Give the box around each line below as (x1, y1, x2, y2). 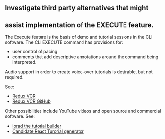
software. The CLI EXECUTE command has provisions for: (5, 39, 123, 45)
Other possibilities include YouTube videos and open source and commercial (5, 108, 161, 114)
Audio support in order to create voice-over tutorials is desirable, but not (5, 69, 153, 75)
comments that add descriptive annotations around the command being (12, 54, 159, 60)
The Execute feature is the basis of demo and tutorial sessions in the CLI (5, 34, 153, 40)
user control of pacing (12, 49, 58, 55)
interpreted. (12, 59, 37, 65)
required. (5, 74, 24, 80)
